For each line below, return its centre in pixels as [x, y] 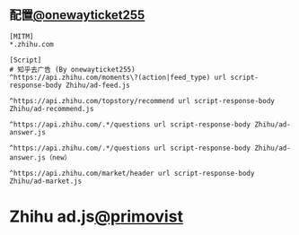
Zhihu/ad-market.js [46, 181]
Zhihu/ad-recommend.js [52, 109]
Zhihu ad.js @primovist [97, 216]
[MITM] [22, 36]
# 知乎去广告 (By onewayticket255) [73, 69]
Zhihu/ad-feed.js [98, 85]
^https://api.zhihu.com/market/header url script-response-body [132, 173]
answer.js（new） [40, 157]
